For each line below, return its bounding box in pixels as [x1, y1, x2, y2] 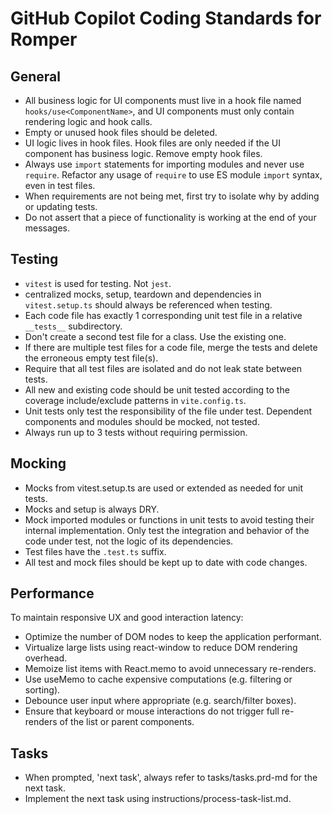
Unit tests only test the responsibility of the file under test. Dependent [24, 405, 313, 417]
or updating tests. [24, 201, 98, 212]
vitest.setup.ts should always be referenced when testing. [24, 298, 273, 311]
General [10, 68, 62, 85]
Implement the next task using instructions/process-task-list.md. [24, 793, 292, 805]
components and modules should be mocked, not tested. [24, 415, 260, 427]
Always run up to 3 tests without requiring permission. [24, 426, 248, 438]
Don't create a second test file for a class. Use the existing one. [24, 330, 287, 342]
